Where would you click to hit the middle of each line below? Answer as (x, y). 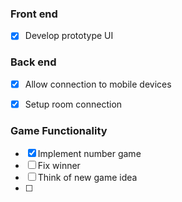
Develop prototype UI (69, 36)
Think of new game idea (87, 178)
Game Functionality (59, 130)
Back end (33, 62)
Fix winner (59, 166)
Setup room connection (73, 104)
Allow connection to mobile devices (98, 84)
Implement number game (89, 154)
